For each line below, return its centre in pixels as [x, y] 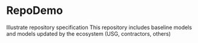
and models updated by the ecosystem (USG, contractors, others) [89, 33]
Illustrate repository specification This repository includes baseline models [99, 27]
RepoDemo [35, 11]
